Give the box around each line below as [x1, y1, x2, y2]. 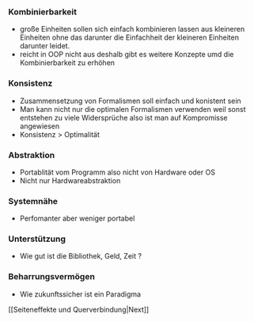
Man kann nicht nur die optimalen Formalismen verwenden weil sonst [19, 104, 246, 113]
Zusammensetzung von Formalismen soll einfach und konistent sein [19, 96, 241, 105]
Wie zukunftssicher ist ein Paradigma [19, 289, 141, 299]
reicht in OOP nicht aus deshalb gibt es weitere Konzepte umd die [19, 50, 234, 59]
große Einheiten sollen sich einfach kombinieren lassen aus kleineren [19, 25, 245, 34]
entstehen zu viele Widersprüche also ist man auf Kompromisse [19, 113, 228, 122]
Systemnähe [8, 195, 58, 206]
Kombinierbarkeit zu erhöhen [19, 58, 116, 67]
